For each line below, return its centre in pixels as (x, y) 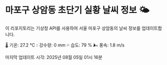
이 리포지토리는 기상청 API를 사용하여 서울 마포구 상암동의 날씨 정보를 (73, 28)
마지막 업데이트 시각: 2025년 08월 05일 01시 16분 (54, 57)
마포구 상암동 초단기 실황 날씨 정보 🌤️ (77, 10)
